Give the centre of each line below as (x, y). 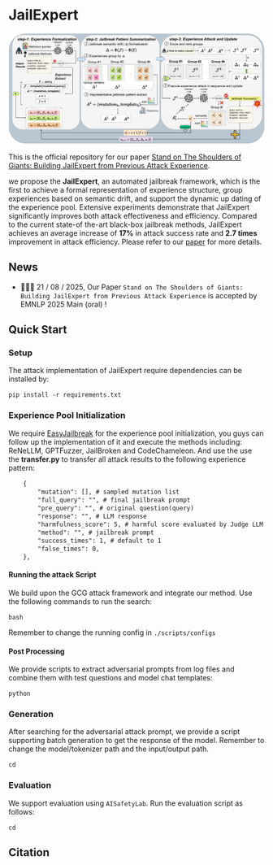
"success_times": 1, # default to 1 (100, 541)
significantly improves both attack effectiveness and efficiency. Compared (133, 215)
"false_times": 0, (69, 549)
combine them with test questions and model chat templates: (110, 678)
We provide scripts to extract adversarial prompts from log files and (121, 669)
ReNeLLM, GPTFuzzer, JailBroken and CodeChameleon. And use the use (130, 450)
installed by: (29, 379)
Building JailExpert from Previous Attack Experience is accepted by (139, 295)
